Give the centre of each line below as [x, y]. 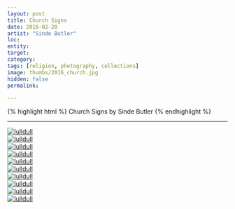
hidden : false [28, 79]
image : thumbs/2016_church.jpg [53, 72]
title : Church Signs [37, 20]
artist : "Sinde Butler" [42, 33]
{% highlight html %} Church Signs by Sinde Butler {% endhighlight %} [109, 112]
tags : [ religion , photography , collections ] [73, 66]
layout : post [26, 14]
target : [19, 53]
